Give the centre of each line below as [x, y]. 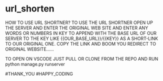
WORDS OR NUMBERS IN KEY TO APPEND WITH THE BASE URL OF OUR [81, 33]
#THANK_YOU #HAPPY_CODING [39, 73]
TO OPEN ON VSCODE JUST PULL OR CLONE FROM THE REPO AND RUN [82, 58]
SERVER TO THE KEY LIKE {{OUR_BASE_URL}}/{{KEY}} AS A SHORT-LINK [82, 38]
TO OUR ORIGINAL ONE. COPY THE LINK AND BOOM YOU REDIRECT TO [81, 43]
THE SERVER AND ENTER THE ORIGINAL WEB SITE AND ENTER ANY [77, 27]
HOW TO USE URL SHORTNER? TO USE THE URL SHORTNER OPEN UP [79, 22]
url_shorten [30, 9]
